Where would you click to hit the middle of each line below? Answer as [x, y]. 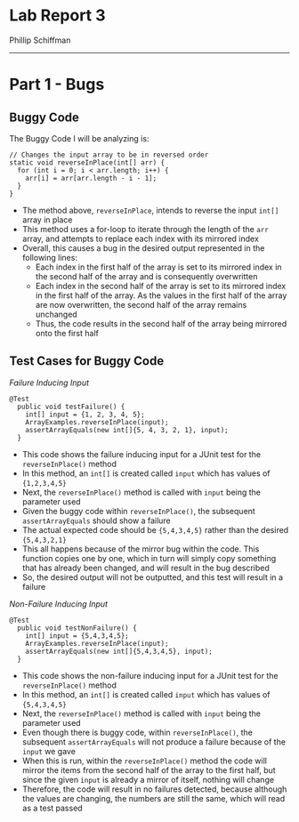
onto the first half [67, 333]
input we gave [48, 751]
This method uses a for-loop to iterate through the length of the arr [145, 229]
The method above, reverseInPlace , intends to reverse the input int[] [150, 210]
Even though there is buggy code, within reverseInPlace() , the [137, 732]
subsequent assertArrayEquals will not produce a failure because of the [154, 741]
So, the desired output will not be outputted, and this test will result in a [152, 577]
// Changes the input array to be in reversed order [109, 155]
